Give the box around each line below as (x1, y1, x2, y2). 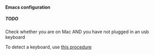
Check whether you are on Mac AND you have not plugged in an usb (5, 29, 149, 35)
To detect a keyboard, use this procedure (5, 44, 92, 50)
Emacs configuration (5, 4, 51, 10)
